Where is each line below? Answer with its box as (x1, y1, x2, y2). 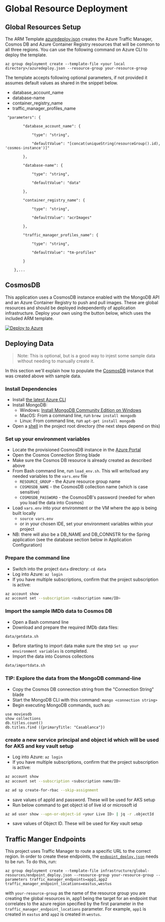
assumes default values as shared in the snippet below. (5, 80, 118, 86)
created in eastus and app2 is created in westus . (5, 912, 102, 918)
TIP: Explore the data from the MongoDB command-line (5, 675, 141, 682)
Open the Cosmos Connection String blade (12, 452, 101, 458)
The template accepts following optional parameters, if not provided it (5, 75, 148, 80)
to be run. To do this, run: (5, 859, 57, 865)
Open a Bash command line (12, 619, 69, 625)
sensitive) (19, 489, 40, 495)
